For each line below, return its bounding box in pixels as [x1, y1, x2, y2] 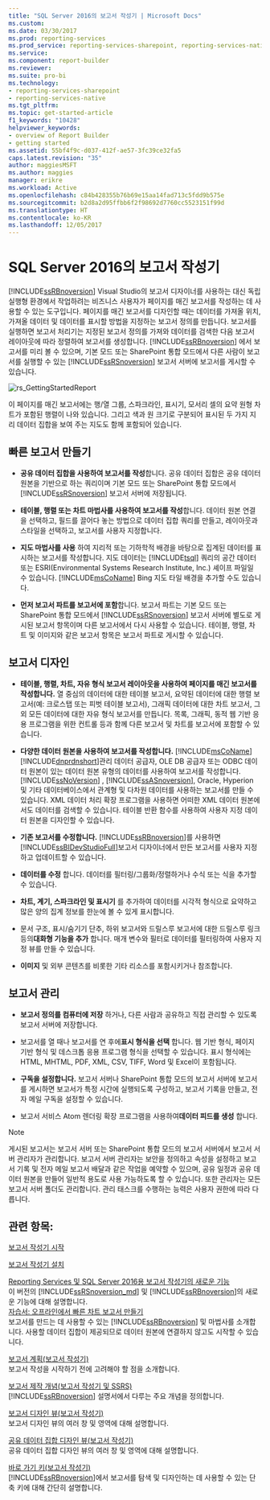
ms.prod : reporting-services [8, 34, 106, 43]
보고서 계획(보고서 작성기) [8, 1354, 89, 1364]
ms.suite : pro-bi [8, 72, 67, 80]
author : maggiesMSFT [8, 162, 78, 170]
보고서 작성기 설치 [8, 1260, 64, 1269]
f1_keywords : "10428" [8, 117, 81, 125]
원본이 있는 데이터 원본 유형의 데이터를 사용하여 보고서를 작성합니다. [28, 766, 241, 776]
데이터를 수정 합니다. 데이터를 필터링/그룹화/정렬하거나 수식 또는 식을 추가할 [19, 869, 257, 879]
